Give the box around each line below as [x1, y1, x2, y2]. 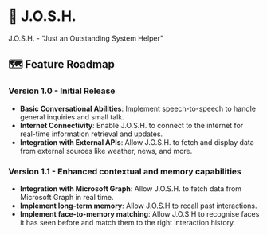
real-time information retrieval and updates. [19, 129, 163, 139]
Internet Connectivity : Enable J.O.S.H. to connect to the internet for [19, 120, 244, 130]
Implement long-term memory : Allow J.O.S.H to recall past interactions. [19, 201, 257, 210]
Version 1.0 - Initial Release [8, 85, 116, 96]
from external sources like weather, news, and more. [19, 146, 193, 155]
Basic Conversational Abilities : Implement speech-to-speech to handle [19, 104, 257, 113]
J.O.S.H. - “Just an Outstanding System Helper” [8, 33, 163, 43]
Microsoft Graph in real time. [19, 192, 114, 202]
